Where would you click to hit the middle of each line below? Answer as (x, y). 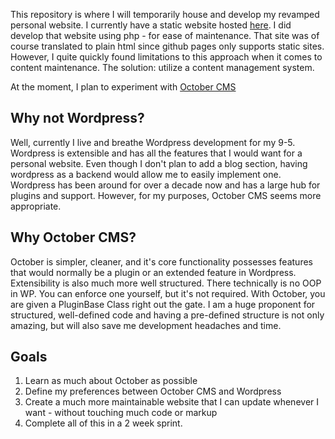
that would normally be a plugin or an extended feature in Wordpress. (153, 272)
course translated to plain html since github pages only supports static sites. (167, 46)
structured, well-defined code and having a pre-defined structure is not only (167, 315)
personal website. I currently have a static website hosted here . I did (151, 25)
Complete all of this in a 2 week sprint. (103, 423)
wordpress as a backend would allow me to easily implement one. (146, 174)
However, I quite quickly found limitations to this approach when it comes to (166, 57)
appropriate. (36, 206)
